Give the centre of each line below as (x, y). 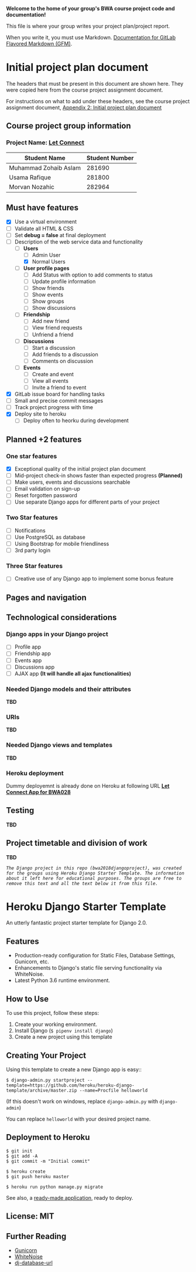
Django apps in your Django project (57, 635)
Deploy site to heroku (40, 414)
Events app (28, 660)
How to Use (27, 999)
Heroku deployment (35, 773)
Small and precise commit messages (59, 401)
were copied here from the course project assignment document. (85, 90)
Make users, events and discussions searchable (72, 482)
